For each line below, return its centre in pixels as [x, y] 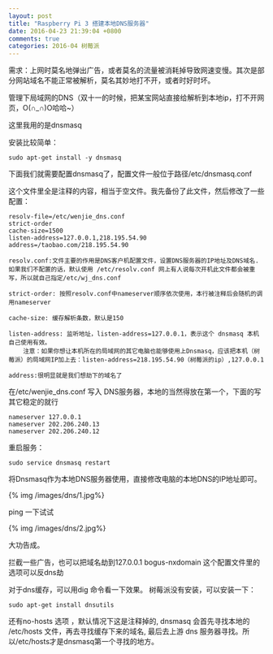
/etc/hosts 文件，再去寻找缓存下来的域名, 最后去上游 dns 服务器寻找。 [126, 631]
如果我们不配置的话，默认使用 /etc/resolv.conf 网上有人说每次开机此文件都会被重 [132, 270]
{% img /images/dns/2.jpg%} [57, 528]
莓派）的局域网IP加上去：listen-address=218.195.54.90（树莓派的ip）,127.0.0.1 [136, 360]
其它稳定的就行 [33, 402]
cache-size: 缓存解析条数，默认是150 [66, 318]
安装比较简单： [33, 142]
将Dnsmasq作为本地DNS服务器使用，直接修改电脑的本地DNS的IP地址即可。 [135, 479]
